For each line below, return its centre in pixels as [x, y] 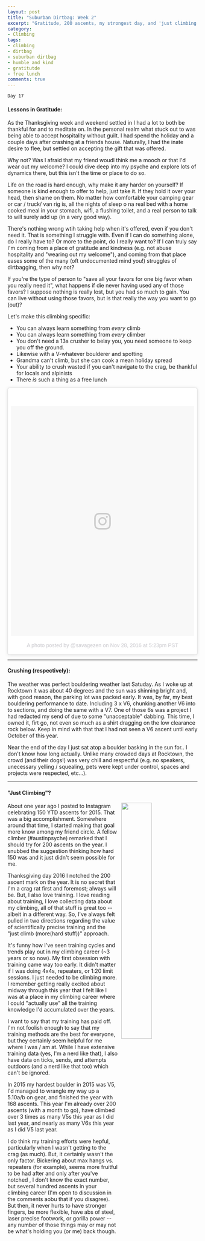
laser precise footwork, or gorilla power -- [59, 1219]
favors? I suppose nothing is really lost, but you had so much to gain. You [98, 292]
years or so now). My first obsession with [59, 958]
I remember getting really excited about [56, 984]
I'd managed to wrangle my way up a [53, 1091]
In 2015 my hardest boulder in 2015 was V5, [61, 1085]
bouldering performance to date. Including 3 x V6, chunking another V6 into [102, 703]
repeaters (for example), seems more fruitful [62, 1167]
